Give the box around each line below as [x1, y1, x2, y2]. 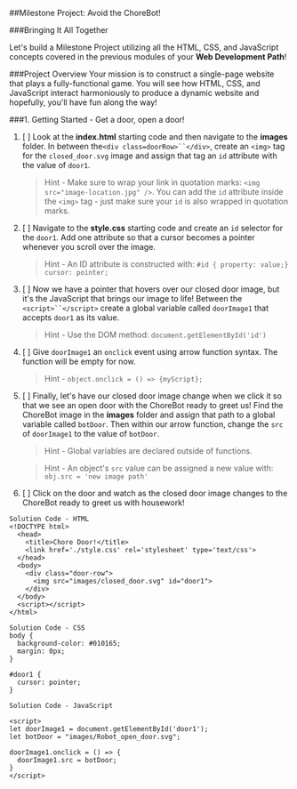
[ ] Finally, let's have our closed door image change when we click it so [21, 390, 283, 401]
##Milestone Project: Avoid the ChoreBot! [9, 8, 162, 18]
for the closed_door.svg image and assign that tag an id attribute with [21, 150, 277, 161]
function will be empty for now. [21, 356, 136, 366]
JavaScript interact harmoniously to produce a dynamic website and [9, 88, 260, 98]
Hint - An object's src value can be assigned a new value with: [44, 463, 274, 473]
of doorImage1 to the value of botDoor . [21, 429, 160, 439]
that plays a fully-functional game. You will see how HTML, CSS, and [9, 78, 261, 88]
